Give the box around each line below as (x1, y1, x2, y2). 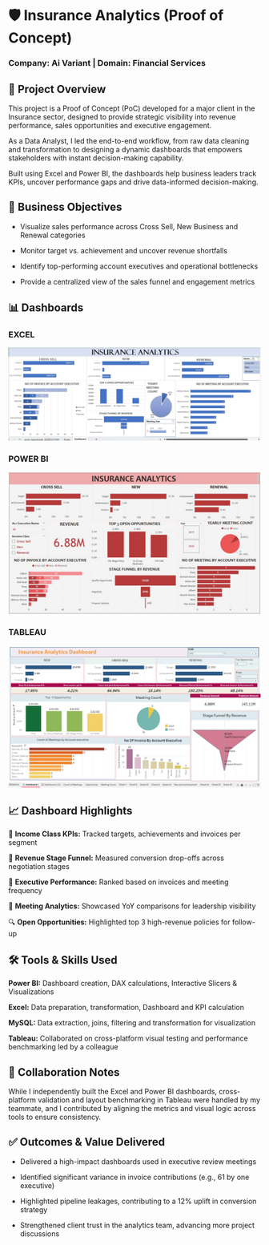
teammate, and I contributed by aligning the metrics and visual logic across (8, 1104, 256, 1113)
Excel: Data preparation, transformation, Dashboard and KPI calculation (8, 1003, 244, 1013)
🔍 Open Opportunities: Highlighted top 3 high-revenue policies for (8, 917, 231, 927)
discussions (19, 1228, 60, 1239)
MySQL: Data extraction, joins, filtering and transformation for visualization (8, 1018, 256, 1028)
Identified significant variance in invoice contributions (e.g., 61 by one (19, 1172, 250, 1182)
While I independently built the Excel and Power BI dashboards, (8, 1087, 218, 1096)
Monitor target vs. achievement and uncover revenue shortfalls (19, 245, 228, 255)
